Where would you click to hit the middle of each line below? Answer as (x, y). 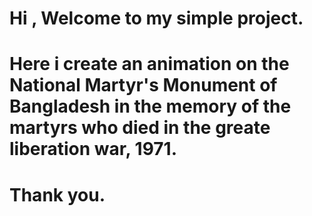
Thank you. (57, 194)
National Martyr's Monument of (143, 85)
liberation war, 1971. (93, 149)
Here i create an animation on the (149, 64)
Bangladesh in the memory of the (150, 106)
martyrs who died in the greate (140, 128)
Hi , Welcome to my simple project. (156, 18)
